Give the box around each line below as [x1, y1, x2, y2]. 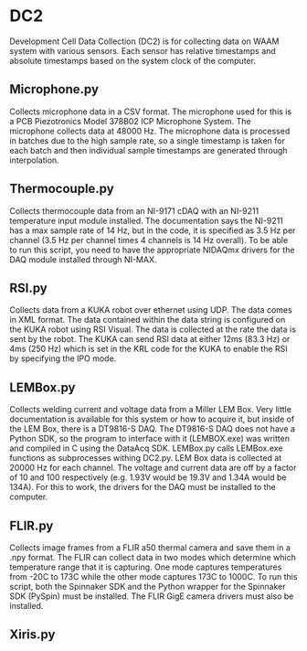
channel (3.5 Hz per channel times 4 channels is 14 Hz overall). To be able [9, 234, 289, 245]
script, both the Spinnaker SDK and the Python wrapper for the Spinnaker [9, 582, 286, 592]
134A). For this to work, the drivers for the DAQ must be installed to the [9, 482, 276, 493]
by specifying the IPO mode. [9, 353, 117, 364]
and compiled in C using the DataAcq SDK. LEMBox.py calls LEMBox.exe [9, 443, 283, 454]
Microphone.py [9, 81, 99, 97]
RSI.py [9, 280, 48, 295]
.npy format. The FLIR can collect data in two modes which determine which [9, 552, 297, 562]
